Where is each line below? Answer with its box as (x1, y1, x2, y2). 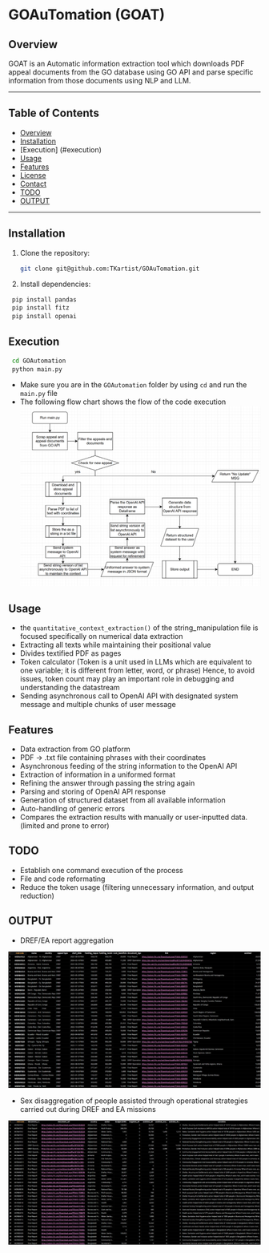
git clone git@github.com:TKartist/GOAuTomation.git (19, 265, 200, 273)
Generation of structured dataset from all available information (19, 795, 226, 805)
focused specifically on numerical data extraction (19, 632, 183, 641)
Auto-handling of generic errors (19, 803, 126, 813)
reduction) (19, 891, 54, 900)
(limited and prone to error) (19, 820, 110, 831)
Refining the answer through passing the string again (19, 778, 195, 787)
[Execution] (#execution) (19, 144, 102, 154)
